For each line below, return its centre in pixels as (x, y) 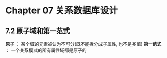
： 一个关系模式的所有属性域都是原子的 (46, 50)
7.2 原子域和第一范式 (38, 31)
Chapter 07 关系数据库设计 (61, 10)
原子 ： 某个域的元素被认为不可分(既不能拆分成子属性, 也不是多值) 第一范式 (83, 44)
